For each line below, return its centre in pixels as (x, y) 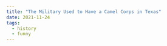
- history (24, 28)
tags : (13, 23)
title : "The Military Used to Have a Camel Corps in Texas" (84, 12)
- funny (22, 34)
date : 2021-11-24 (28, 17)
